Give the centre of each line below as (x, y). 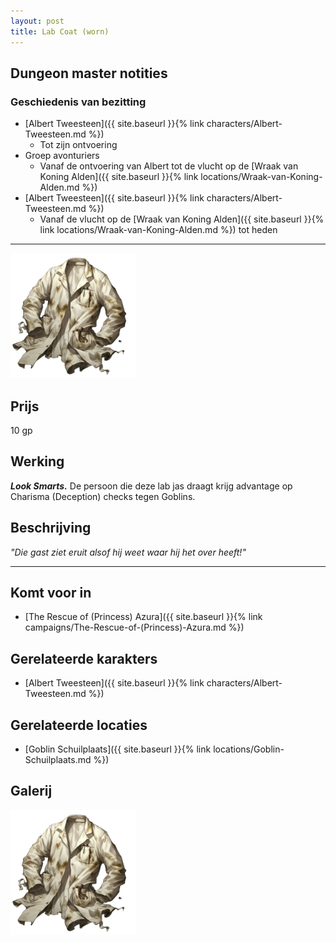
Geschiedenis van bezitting (78, 102)
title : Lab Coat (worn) (60, 31)
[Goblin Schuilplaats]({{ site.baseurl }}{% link (118, 749)
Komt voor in (51, 593)
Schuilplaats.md (58, 760)
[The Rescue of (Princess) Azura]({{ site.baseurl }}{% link (143, 617)
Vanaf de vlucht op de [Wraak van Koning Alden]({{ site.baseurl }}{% (182, 219)
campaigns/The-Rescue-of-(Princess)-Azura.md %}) (134, 627)
